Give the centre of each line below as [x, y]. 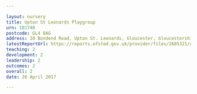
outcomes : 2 [21, 66]
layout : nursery [26, 16]
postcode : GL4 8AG [28, 33]
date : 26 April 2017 [31, 77]
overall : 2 [19, 71]
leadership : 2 [23, 60]
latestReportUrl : [27, 44]
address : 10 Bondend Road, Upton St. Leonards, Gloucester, [81, 39]
